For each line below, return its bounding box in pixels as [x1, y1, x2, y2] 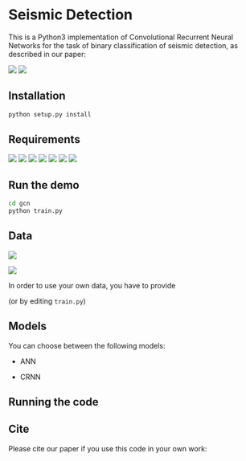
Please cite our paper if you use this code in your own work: [8, 443, 207, 453]
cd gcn [8, 199, 31, 208]
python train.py [8, 207, 63, 215]
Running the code [8, 395, 99, 409]
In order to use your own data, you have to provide [8, 280, 176, 290]
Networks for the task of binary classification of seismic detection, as [8, 40, 239, 50]
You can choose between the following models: [8, 341, 166, 350]
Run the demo [8, 178, 80, 192]
